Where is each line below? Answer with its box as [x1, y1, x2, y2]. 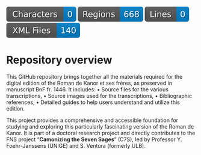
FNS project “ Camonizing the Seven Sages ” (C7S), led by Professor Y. [6, 136, 182, 143]
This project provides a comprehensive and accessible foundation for [6, 117, 179, 124]
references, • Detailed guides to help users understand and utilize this [6, 99, 181, 106]
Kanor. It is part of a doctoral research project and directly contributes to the [6, 129, 196, 136]
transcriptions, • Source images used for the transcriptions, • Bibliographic [6, 92, 193, 99]
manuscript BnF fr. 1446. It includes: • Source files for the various [6, 85, 169, 93]
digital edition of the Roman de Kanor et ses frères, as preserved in [6, 79, 173, 87]
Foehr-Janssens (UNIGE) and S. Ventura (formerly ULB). [6, 142, 146, 149]
